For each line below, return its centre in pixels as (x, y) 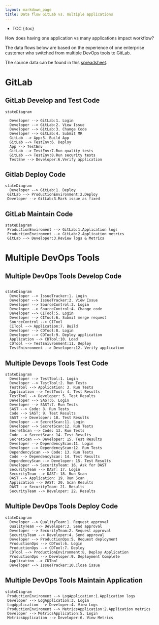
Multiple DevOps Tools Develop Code (63, 276)
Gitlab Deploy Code (35, 174)
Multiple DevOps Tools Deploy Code (62, 506)
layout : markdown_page (28, 10)
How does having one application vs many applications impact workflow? (79, 38)
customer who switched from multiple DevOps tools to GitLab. (68, 53)
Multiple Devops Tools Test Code (57, 363)
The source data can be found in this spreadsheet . (56, 62)
